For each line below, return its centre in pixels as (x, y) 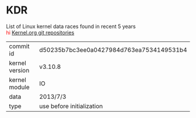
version (19, 70)
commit (19, 46)
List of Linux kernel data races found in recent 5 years (71, 26)
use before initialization (71, 106)
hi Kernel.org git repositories (40, 32)
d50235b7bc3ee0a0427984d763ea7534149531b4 (113, 50)
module (20, 87)
